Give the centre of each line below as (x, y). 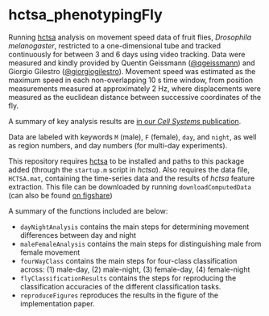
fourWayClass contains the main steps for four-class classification (128, 260)
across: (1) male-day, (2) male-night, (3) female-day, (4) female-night (135, 269)
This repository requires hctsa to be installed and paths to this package (126, 161)
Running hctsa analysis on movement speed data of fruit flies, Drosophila (130, 37)
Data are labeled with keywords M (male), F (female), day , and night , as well (132, 137)
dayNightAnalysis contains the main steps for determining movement (134, 227)
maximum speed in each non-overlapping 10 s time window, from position (131, 80)
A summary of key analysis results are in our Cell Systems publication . (125, 121)
